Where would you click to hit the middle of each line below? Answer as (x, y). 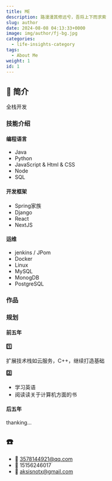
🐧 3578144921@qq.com (44, 459)
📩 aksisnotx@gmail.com (44, 471)
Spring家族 (28, 205)
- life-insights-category (43, 45)
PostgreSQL (29, 284)
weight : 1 (18, 61)
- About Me (25, 55)
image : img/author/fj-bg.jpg (42, 34)
